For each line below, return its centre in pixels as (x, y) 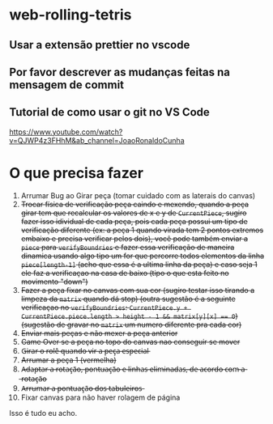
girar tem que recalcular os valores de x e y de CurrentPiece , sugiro (134, 213)
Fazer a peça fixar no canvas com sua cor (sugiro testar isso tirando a (138, 290)
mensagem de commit (67, 85)
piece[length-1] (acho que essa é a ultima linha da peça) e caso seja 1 (139, 264)
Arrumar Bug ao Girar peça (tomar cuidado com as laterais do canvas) (138, 195)
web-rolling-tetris (70, 15)
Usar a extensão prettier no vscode (100, 45)
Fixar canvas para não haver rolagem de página (100, 397)
